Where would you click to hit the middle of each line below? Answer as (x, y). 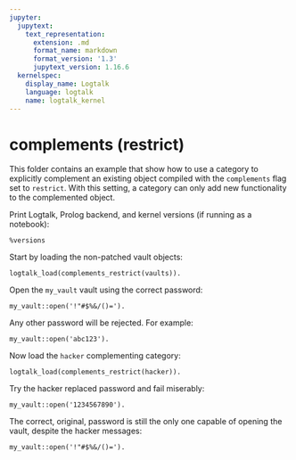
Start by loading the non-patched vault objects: (96, 257)
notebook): (29, 225)
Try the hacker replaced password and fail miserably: (107, 389)
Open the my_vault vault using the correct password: (106, 290)
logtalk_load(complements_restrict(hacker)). (95, 372)
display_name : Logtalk (67, 84)
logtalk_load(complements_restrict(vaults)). (95, 274)
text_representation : (65, 34)
